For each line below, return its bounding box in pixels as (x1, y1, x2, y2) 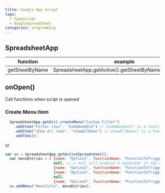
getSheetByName (7, 66, 48, 73)
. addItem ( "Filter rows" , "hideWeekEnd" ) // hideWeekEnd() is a (14, 124, 146, 129)
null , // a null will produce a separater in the (53, 161, 157, 166)
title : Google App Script (5, 7, 58, 12)
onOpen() (5, 83, 35, 91)
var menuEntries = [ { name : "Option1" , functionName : (9, 156, 122, 161)
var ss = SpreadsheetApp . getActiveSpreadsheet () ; (5, 152, 109, 157)
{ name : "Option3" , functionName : (53, 170, 122, 175)
